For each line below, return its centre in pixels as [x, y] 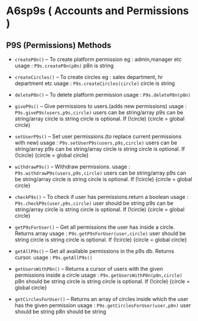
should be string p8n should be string [60, 312]
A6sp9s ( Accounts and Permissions [98, 11]
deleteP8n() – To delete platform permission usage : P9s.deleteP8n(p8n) [103, 95]
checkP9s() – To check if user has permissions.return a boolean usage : [101, 197]
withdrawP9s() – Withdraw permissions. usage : [72, 167]
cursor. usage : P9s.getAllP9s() [53, 257]
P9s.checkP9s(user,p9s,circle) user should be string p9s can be [94, 203]
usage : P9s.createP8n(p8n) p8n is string [64, 65]
